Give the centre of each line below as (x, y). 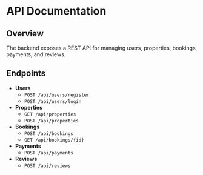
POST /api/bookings (49, 134)
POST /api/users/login (53, 101)
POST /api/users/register (57, 95)
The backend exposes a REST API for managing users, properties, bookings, (102, 48)
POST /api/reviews (47, 166)
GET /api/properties (50, 114)
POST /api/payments (49, 153)
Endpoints (26, 74)
